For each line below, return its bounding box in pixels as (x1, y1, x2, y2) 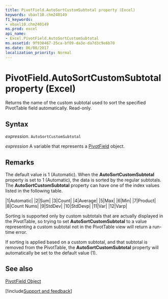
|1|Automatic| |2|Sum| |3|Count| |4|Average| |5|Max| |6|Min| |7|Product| (5, 198, 156, 204)
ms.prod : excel (5, 26, 38, 32)
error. (15, 229, 27, 235)
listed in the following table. (5, 188, 63, 194)
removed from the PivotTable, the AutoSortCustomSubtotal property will (5, 244, 159, 251)
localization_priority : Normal (5, 50, 72, 55)
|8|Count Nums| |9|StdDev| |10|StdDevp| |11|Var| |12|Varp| (5, 203, 127, 209)
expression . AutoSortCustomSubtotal (5, 133, 81, 140)
